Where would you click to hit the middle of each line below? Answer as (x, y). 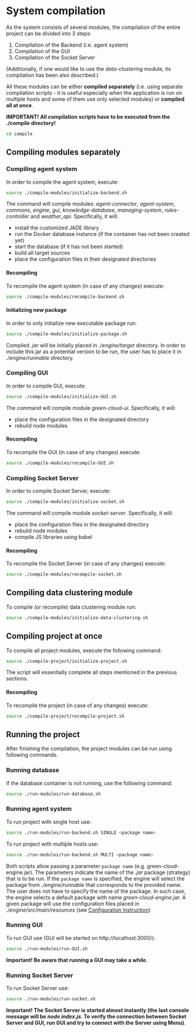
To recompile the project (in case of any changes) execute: (77, 705)
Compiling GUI (27, 373)
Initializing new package (36, 310)
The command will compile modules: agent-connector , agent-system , (91, 204)
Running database (33, 770)
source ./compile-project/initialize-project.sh (67, 661)
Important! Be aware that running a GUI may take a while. (77, 960)
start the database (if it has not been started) (69, 247)
